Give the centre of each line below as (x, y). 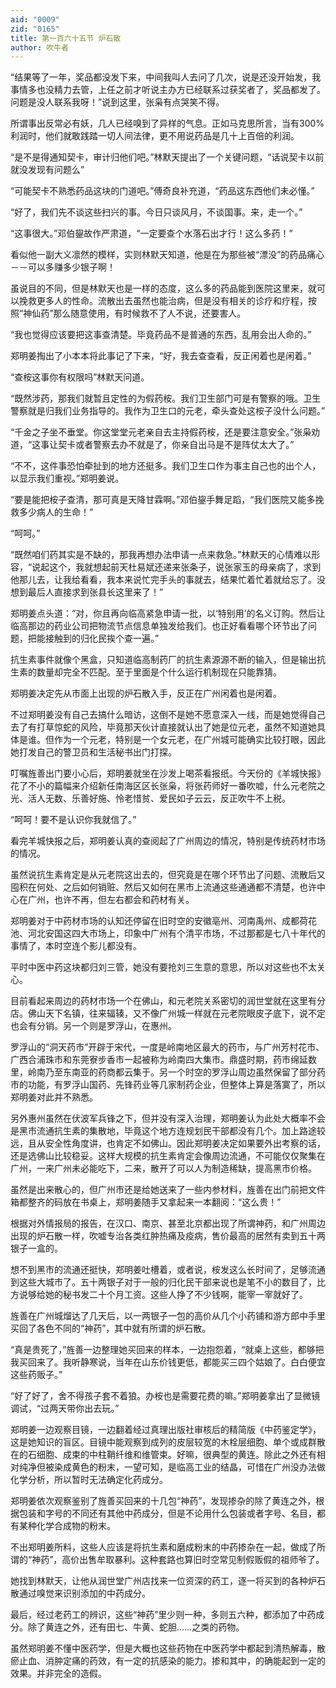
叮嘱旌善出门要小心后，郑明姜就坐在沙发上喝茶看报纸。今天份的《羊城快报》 (168, 773)
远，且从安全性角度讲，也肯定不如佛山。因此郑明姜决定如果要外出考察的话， (168, 1143)
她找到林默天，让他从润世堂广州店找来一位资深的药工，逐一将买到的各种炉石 (168, 1581)
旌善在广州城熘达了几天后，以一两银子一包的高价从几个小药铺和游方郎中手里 (168, 1316)
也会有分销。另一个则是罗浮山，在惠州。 (93, 1026)
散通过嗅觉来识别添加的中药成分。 (80, 1593)
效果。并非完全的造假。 (58, 1673)
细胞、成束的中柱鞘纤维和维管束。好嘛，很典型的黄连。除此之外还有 (176, 1455)
